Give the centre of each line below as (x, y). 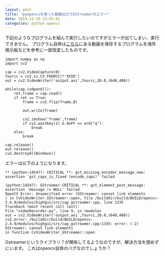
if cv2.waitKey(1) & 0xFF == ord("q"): (63, 124)
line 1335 (114, 203)
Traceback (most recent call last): (42, 207)
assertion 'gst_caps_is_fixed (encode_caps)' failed (60, 177)
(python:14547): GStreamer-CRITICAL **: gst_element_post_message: (75, 186)
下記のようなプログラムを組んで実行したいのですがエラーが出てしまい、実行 (82, 38)
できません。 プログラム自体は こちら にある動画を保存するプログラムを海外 (81, 44)
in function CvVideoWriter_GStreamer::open (50, 233)
